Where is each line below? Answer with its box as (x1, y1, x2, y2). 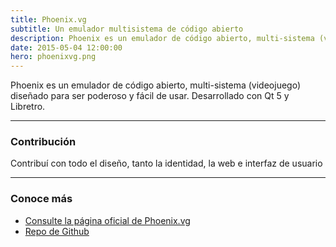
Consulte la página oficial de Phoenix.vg (24, 214, 191, 226)
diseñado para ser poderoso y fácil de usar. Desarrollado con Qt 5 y (10, 90, 290, 102)
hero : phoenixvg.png (10, 52, 97, 62)
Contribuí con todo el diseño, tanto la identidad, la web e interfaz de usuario (10, 157, 323, 170)
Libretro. (10, 101, 46, 113)
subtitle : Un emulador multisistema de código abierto (10, 24, 244, 34)
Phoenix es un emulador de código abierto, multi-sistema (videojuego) (10, 79, 301, 91)
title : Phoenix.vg (10, 14, 87, 25)
